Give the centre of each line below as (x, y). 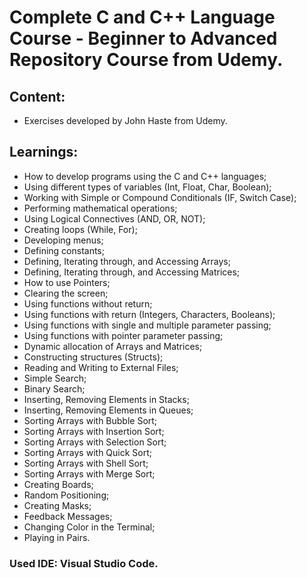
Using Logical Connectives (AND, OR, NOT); (114, 218)
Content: (37, 96)
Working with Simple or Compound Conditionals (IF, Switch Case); (160, 197)
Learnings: (44, 152)
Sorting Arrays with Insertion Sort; (94, 431)
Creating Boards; (58, 484)
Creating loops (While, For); (80, 229)
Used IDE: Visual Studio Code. (84, 563)
